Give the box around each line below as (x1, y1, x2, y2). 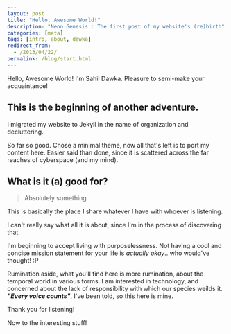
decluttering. (7, 128, 44, 136)
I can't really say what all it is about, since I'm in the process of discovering (7, 221, 222, 229)
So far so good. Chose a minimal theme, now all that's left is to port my (7, 141, 209, 149)
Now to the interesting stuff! (7, 319, 87, 327)
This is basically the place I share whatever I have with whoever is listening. (7, 207, 223, 216)
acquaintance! (7, 81, 49, 90)
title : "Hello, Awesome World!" (7, 17, 101, 24)
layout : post (7, 10, 45, 17)
